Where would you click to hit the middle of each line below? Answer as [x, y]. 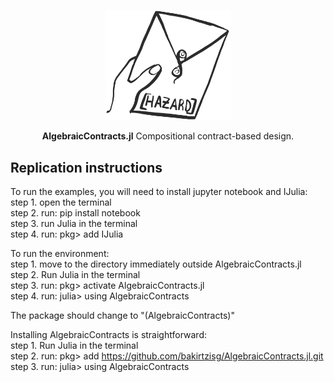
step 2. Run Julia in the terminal [75, 275]
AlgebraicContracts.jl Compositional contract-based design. [168, 136]
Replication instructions [86, 167]
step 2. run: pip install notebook [75, 213]
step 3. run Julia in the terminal [74, 224]
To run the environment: [60, 254]
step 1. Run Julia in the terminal [74, 346]
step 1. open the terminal [61, 202]
